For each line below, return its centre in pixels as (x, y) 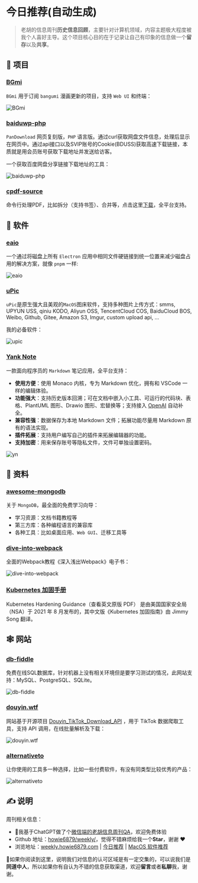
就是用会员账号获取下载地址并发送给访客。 (63, 151)
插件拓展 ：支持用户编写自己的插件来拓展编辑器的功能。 (82, 435)
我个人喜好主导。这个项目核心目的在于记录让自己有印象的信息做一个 (103, 37)
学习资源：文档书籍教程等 (46, 518)
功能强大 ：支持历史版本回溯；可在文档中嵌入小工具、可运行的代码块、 (100, 398)
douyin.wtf (22, 707)
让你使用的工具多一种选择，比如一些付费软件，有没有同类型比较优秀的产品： (99, 769)
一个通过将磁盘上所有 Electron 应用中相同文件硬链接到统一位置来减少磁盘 (96, 256)
